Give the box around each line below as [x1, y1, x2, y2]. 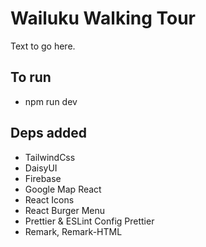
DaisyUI [24, 162, 58, 174]
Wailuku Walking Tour [10, 7, 196, 30]
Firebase [24, 172, 62, 184]
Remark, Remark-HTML [24, 225, 123, 237]
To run [10, 69, 52, 86]
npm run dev [24, 95, 78, 107]
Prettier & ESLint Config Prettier [24, 215, 155, 227]
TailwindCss [24, 151, 76, 163]
